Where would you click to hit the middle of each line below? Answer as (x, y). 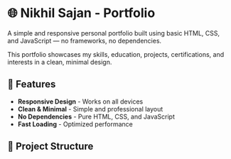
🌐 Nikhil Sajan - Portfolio (81, 13)
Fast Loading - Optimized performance (75, 124)
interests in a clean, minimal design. (60, 62)
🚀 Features (32, 84)
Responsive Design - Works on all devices (80, 102)
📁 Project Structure (50, 147)
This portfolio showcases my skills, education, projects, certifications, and (116, 54)
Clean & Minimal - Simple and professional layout (90, 109)
